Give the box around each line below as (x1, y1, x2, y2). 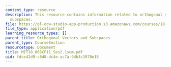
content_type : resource (5, 7, 56, 13)
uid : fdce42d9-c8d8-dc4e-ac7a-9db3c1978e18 (5, 54, 99, 59)
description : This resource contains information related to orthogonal (5, 12, 163, 17)
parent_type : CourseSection (5, 40, 65, 45)
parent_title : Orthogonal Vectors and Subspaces (5, 36, 110, 41)
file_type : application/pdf (5, 26, 65, 31)
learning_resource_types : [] (5, 31, 67, 36)
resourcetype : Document (5, 45, 56, 50)
